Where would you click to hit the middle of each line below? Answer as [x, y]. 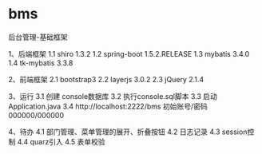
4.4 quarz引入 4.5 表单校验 [61, 141]
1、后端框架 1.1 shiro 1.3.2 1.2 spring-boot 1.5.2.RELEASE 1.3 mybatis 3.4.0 [129, 53]
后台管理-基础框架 [38, 37]
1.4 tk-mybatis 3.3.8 [41, 63]
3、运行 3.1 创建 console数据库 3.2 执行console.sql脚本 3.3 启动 [113, 96]
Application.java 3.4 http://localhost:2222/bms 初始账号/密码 [108, 106]
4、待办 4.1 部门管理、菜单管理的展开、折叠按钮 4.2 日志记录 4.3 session [128, 132]
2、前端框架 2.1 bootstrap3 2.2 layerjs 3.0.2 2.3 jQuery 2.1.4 [106, 79]
